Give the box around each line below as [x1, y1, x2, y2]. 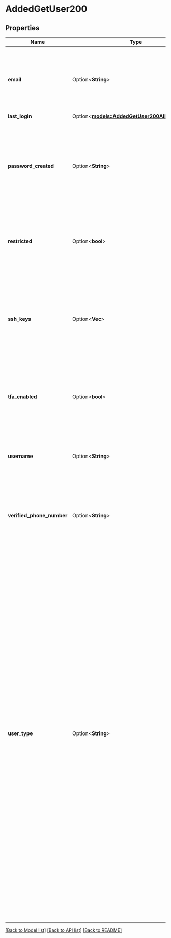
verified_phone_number [8, 512, 68, 519]
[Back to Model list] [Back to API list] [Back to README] [5, 927, 122, 933]
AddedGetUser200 [5, 3, 88, 15]
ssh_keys [8, 316, 32, 322]
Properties [5, 23, 40, 32]
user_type [8, 730, 33, 737]
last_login [8, 113, 32, 120]
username [8, 452, 33, 460]
